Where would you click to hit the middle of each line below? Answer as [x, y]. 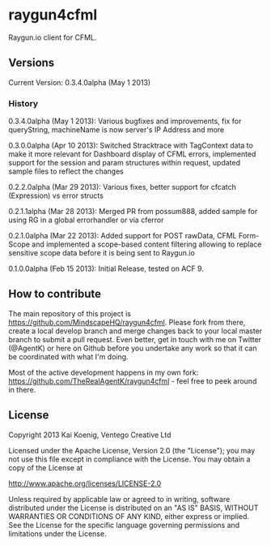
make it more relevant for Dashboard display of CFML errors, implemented [132, 154]
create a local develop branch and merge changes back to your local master [135, 331]
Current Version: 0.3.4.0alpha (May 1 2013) [80, 82]
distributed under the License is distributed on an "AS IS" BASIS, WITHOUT [133, 508]
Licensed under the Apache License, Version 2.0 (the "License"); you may [132, 450]
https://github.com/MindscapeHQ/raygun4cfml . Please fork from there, [127, 322]
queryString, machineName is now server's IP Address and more [116, 130]
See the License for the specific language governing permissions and [124, 525]
